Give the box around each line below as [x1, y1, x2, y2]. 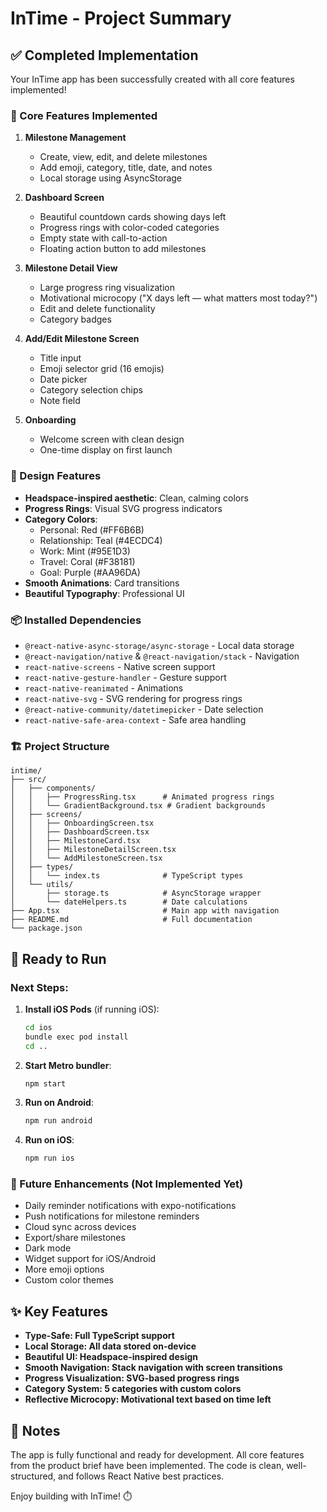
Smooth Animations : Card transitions [24, 577, 180, 589]
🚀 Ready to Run [10, 950, 107, 967]
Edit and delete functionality [39, 303, 156, 315]
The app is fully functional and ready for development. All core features [10, 1449, 305, 1461]
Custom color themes [24, 1274, 114, 1286]
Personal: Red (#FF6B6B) [39, 523, 145, 536]
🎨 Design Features [10, 469, 102, 483]
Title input [39, 352, 82, 364]
